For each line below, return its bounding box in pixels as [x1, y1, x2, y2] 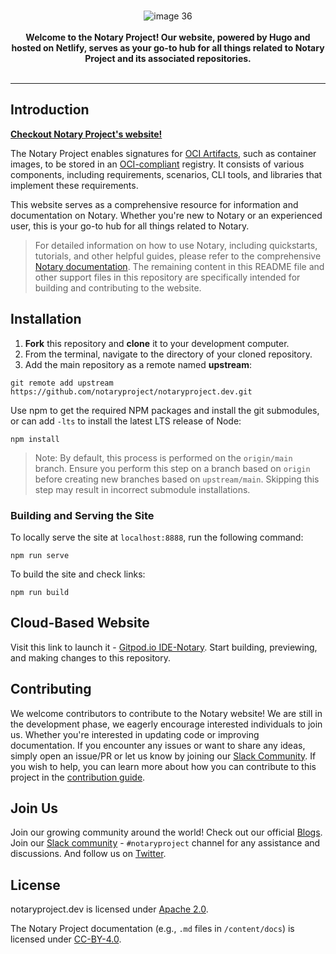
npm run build [10, 587, 70, 597]
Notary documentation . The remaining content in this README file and [34, 260, 325, 272]
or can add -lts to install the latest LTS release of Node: [10, 415, 242, 427]
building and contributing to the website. [34, 281, 202, 294]
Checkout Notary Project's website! [10, 128, 163, 140]
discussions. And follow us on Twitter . [10, 848, 167, 860]
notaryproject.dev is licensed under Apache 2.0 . [10, 903, 209, 915]
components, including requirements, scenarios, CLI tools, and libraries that [10, 168, 323, 180]
